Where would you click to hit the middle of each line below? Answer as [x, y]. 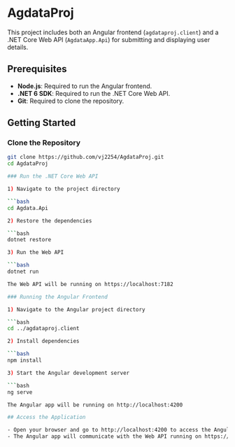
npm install [24, 361]
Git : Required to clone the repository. [71, 101]
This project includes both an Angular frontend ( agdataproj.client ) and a [113, 32]
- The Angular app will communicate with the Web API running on [104, 437]
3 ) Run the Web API [36, 253]
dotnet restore [29, 240]
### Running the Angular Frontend [58, 297]
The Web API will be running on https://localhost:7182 [90, 284]
